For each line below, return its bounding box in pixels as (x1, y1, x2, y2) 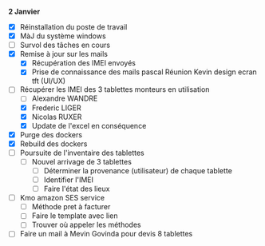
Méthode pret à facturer (31, 202, 111, 212)
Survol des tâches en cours (19, 40, 110, 50)
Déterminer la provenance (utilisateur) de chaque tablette (43, 165, 233, 175)
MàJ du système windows (19, 31, 106, 41)
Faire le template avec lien (31, 211, 118, 220)
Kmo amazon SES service (19, 193, 105, 203)
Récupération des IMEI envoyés (31, 58, 136, 68)
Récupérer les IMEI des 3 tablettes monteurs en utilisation (19, 85, 210, 94)
